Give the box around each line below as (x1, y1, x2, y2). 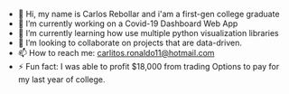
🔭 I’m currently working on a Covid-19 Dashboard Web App (17, 18, 238, 29)
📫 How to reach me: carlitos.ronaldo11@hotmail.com (17, 48, 215, 58)
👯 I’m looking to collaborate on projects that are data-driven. (17, 37, 242, 48)
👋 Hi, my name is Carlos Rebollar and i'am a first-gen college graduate (17, 9, 280, 19)
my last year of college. (17, 74, 106, 85)
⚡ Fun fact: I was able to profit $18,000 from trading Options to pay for (17, 61, 280, 71)
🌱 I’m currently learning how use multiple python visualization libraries (17, 28, 279, 38)
